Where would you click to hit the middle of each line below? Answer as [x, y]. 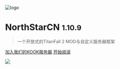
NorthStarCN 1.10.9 [43, 27]
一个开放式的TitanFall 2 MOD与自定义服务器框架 [66, 41]
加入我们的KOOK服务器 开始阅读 [38, 52]
